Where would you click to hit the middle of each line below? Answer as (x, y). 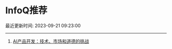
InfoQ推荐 (26, 10)
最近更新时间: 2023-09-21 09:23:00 (43, 26)
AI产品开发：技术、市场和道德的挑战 (51, 41)
